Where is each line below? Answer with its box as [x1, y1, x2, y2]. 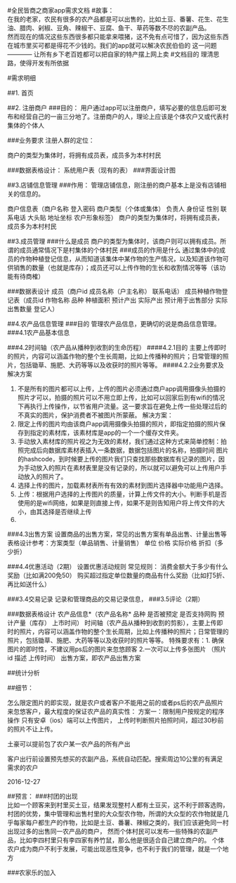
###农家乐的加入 [7, 868, 56, 877]
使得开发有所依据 [19, 59, 69, 67]
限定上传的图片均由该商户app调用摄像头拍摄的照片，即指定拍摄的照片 [17, 420, 220, 428]
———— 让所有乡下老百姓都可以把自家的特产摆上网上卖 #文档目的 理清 [7, 50, 214, 58]
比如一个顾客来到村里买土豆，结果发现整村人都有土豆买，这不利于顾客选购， [7, 801, 229, 809]
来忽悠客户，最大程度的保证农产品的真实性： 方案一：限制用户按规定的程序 [7, 707, 225, 715]
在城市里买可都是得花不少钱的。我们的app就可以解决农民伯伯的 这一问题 [7, 41, 217, 49]
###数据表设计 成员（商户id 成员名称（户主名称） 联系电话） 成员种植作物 [7, 287, 223, 295]
